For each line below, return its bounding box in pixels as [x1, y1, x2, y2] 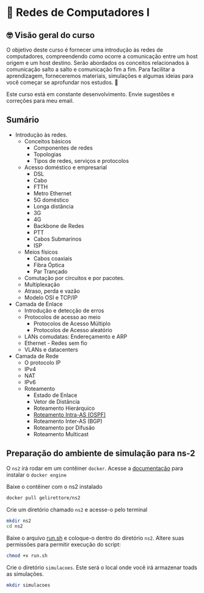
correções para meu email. [6, 97, 75, 104]
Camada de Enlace [15, 300, 63, 308]
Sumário [6, 115, 40, 125]
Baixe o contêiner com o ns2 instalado [6, 483, 103, 490]
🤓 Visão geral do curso [6, 30, 95, 40]
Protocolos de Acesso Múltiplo [33, 320, 111, 327]
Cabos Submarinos [33, 235, 82, 243]
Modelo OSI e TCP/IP [24, 293, 78, 301]
